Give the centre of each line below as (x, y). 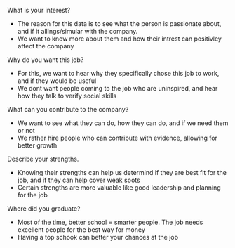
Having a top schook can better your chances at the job (98, 237)
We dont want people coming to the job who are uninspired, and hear (117, 88)
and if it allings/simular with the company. (78, 31)
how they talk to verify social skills (67, 96)
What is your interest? (39, 10)
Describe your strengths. (43, 159)
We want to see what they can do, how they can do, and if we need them (123, 123)
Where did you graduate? (44, 209)
